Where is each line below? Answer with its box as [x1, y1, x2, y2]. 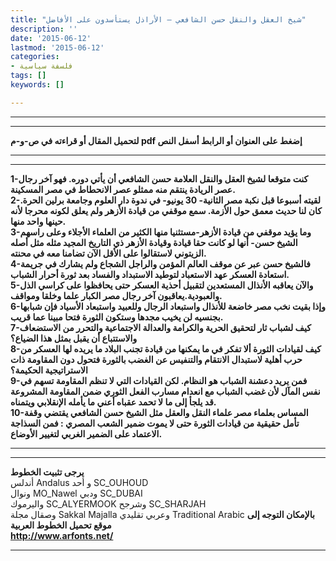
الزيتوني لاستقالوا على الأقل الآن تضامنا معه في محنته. [10, 247, 207, 259]
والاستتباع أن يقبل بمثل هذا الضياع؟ [10, 332, 138, 344]
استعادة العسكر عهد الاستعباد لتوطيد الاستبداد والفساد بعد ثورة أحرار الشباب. [10, 268, 290, 280]
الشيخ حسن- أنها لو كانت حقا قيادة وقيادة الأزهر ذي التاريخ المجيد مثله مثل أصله [10, 236, 298, 248]
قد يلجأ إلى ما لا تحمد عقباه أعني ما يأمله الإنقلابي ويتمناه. [10, 396, 217, 408]
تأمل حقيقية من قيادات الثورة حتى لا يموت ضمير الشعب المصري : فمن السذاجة [10, 417, 300, 429]
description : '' [10, 24, 78, 34]
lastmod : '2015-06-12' [10, 42, 105, 53]
